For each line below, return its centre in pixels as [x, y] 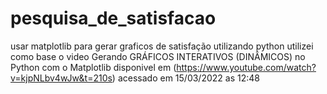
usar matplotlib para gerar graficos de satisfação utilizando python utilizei [162, 46]
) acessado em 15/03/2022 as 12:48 [185, 78]
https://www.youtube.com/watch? [246, 67]
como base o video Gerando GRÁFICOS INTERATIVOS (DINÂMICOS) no [158, 56]
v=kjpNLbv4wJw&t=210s [61, 78]
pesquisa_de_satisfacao [113, 18]
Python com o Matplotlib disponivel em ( [93, 67]
